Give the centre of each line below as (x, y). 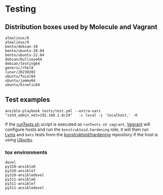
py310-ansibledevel (25, 175)
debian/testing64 (23, 64)
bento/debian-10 (21, 47)
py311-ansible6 (20, 179)
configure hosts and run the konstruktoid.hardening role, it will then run (77, 129)
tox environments (26, 152)
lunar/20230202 (20, 72)
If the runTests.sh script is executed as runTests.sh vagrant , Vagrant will (78, 124)
